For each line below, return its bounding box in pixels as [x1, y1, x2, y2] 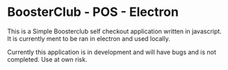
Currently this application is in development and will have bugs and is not [7, 48, 217, 56]
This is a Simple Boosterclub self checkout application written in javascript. [7, 27, 222, 35]
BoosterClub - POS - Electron [7, 4, 179, 20]
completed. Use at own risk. [7, 55, 88, 63]
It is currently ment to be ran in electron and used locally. [7, 34, 170, 42]
